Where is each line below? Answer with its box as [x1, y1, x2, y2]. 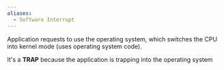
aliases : [7, 10, 32, 17]
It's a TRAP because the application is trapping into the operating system [7, 55, 213, 63]
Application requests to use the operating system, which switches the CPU [7, 35, 217, 43]
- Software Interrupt [13, 16, 75, 23]
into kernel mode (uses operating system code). [7, 42, 142, 50]
